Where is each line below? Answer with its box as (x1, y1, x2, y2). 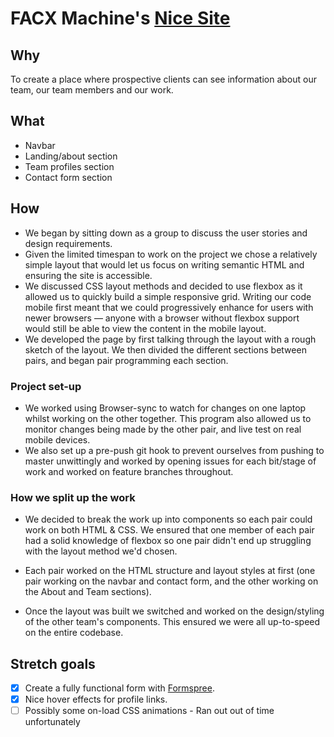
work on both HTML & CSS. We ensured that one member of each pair (24, 524, 315, 536)
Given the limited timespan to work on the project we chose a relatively (24, 248, 318, 260)
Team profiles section (24, 160, 115, 172)
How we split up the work (10, 490, 136, 504)
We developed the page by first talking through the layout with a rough (24, 333, 317, 345)
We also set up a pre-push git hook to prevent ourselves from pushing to (24, 444, 325, 456)
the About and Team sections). (24, 586, 152, 598)
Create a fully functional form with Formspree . (24, 682, 215, 694)
